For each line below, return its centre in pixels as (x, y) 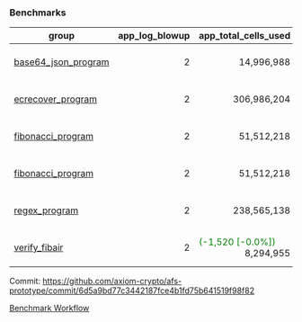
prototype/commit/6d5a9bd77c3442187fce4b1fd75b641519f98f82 (132, 291)
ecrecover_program (55, 99)
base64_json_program (62, 62)
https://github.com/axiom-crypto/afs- (112, 282)
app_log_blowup (154, 36)
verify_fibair (39, 247)
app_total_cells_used (244, 36)
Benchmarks (38, 13)
